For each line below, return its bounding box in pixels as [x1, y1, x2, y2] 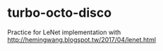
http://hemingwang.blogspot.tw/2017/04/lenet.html [7, 35, 157, 43]
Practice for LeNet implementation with [7, 28, 121, 36]
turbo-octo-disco [7, 5, 111, 21]
